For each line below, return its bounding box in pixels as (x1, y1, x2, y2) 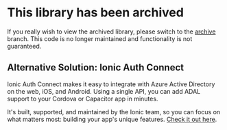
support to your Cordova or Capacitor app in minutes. (7, 94, 158, 103)
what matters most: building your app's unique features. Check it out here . (7, 115, 217, 123)
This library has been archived (7, 5, 184, 21)
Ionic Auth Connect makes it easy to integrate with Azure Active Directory (7, 80, 215, 88)
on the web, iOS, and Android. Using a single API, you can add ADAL (7, 87, 201, 95)
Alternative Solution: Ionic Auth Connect (7, 62, 184, 73)
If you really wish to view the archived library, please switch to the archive (7, 27, 216, 36)
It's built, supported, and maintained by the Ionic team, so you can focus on (7, 107, 221, 116)
